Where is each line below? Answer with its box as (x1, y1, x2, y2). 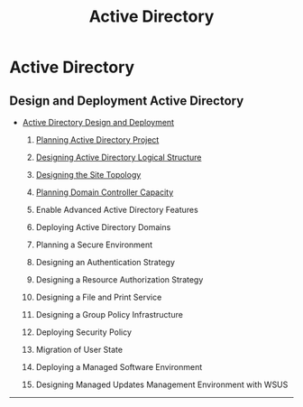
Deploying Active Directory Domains (35, 222, 171, 232)
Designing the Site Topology (35, 170, 142, 180)
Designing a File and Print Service (35, 291, 162, 302)
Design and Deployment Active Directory (9, 93, 244, 108)
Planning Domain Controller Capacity (35, 187, 174, 198)
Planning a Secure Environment (35, 239, 153, 250)
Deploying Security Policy (35, 327, 133, 338)
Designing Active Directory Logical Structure (35, 152, 202, 162)
